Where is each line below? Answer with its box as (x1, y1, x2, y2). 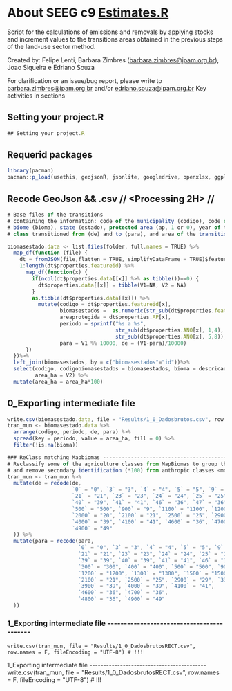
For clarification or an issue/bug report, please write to (7, 76, 162, 84)
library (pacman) (7, 168, 54, 174)
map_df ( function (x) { (25, 269, 88, 276)
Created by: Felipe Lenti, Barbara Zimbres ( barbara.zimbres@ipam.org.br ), (7, 55, 220, 64)
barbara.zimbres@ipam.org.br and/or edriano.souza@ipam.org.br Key (7, 84, 207, 92)
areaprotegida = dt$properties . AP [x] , (59, 314, 171, 321)
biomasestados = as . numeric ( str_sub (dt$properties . (59, 307, 215, 314)
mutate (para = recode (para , (13, 538, 95, 545)
